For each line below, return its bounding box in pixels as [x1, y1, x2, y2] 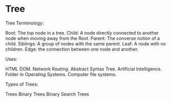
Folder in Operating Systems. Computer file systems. [5, 71, 117, 77]
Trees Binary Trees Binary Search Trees [5, 91, 90, 97]
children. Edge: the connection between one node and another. [5, 46, 139, 52]
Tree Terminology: [5, 20, 44, 26]
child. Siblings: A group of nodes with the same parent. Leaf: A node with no [5, 40, 166, 46]
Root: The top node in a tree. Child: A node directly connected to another [5, 30, 159, 36]
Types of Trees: [5, 81, 38, 87]
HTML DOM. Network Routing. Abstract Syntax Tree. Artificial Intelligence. [5, 66, 162, 72]
